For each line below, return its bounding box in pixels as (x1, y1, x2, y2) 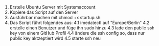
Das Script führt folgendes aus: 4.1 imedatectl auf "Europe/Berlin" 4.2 (9, 20, 150, 25)
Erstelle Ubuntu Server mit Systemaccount (9, 4, 95, 10)
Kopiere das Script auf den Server (9, 9, 78, 15)
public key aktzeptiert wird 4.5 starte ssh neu (9, 35, 101, 41)
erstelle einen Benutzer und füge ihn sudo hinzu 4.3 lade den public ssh (9, 25, 155, 31)
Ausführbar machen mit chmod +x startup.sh (9, 15, 101, 20)
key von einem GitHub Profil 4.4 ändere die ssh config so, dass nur (9, 30, 145, 36)
